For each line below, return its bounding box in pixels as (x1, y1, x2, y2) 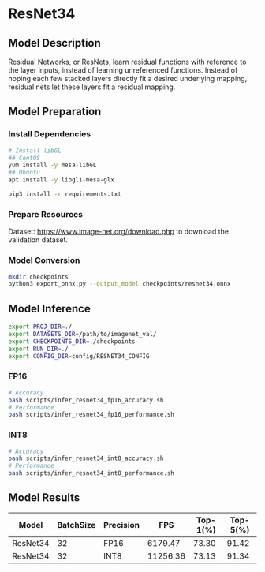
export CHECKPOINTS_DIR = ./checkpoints (8, 337, 136, 346)
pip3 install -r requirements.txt (8, 190, 122, 198)
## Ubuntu (8, 169, 41, 177)
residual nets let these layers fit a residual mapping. (8, 82, 176, 92)
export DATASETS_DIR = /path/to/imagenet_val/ (8, 330, 157, 338)
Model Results (8, 491, 80, 505)
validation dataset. (8, 235, 69, 245)
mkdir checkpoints (8, 273, 69, 281)
